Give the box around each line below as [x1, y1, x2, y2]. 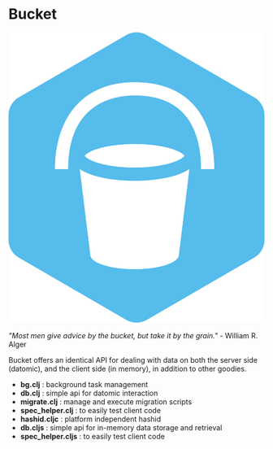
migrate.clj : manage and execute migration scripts [19, 396, 193, 407]
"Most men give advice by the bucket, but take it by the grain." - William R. [8, 330, 258, 340]
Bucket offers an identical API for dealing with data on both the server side [8, 355, 258, 364]
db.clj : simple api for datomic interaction [19, 388, 158, 398]
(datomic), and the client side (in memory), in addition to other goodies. [8, 364, 247, 373]
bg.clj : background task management [19, 379, 149, 389]
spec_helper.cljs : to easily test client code [19, 431, 165, 441]
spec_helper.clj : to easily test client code [19, 405, 161, 415]
